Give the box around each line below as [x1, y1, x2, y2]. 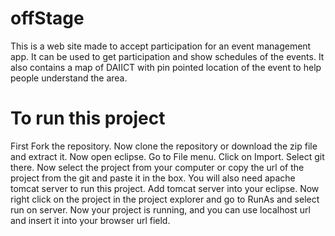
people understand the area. [10, 72, 128, 84]
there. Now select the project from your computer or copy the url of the [10, 161, 305, 173]
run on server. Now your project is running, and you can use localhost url [10, 203, 311, 216]
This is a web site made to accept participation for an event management [10, 40, 312, 52]
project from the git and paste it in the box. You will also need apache [10, 172, 296, 184]
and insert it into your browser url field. [10, 214, 171, 226]
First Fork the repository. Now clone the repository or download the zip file [10, 140, 318, 152]
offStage [10, 7, 85, 30]
